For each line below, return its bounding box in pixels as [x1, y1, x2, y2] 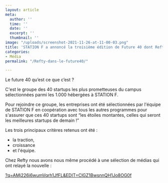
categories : [5, 49, 30, 54]
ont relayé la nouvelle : [5, 162, 51, 168]
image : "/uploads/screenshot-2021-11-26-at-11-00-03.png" [5, 40, 128, 45]
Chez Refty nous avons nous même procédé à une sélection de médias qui [5, 157, 159, 163]
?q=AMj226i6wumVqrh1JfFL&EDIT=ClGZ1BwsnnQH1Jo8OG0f [5, 172, 132, 178]
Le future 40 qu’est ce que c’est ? [5, 77, 74, 83]
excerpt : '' [9, 31, 35, 36]
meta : [5, 12, 16, 17]
